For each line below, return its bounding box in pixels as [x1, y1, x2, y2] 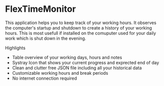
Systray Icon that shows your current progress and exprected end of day [12, 59, 159, 65]
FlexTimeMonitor [5, 3, 76, 15]
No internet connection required [12, 75, 77, 81]
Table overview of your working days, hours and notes [12, 54, 122, 60]
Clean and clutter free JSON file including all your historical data [12, 65, 142, 71]
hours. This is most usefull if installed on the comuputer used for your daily [5, 30, 156, 36]
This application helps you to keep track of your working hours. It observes [5, 20, 157, 26]
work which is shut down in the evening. [5, 35, 87, 41]
